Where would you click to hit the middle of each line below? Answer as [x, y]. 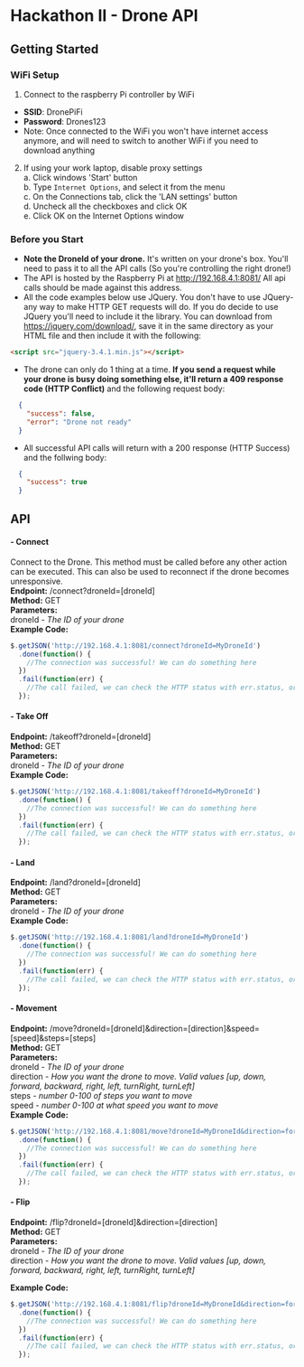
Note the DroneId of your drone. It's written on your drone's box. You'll [156, 259]
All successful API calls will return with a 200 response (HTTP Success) [157, 447]
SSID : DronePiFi [53, 112]
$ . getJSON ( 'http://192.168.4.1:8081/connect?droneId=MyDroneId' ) [135, 646]
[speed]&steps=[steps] [53, 1038]
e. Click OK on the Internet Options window [103, 215]
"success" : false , [61, 413]
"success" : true [57, 482]
